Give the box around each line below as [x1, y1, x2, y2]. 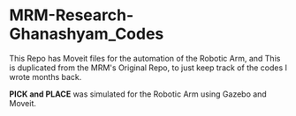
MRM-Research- [9, 5, 134, 25]
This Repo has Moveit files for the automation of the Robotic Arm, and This [9, 53, 281, 63]
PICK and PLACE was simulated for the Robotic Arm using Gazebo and [9, 89, 267, 99]
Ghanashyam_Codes [9, 24, 164, 44]
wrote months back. [9, 71, 82, 82]
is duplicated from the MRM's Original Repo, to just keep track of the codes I [9, 62, 288, 73]
